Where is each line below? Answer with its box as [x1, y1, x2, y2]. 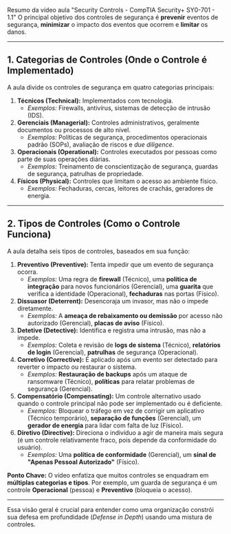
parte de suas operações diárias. [16, 155, 111, 163]
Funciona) [7, 228, 52, 240]
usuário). [16, 443, 43, 451]
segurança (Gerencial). [27, 385, 93, 393]
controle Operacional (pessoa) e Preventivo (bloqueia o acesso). [7, 485, 192, 494]
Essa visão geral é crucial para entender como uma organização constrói [7, 505, 214, 513]
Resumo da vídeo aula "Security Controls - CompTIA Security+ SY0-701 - [7, 6, 215, 14]
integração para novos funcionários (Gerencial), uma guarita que [27, 282, 214, 290]
